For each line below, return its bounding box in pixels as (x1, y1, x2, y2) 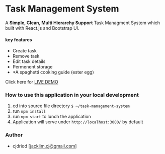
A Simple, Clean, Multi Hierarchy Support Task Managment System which (5, 20, 160, 26)
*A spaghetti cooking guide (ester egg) (12, 69, 94, 75)
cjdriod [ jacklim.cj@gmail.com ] (12, 143, 77, 149)
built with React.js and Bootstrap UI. (5, 25, 79, 31)
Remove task (12, 53, 40, 59)
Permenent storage (12, 64, 53, 70)
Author (5, 131, 23, 138)
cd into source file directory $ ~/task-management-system (12, 103, 130, 109)
